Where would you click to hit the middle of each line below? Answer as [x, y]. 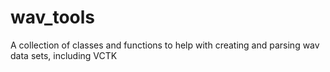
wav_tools [53, 17]
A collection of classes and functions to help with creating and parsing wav [165, 45]
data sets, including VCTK [64, 55]
